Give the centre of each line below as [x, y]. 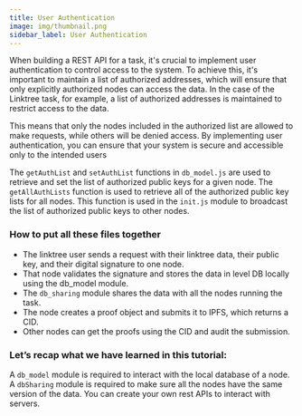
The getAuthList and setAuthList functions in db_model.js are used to [140, 172]
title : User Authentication [62, 18]
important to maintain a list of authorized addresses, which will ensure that [148, 80]
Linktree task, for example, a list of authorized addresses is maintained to [146, 99]
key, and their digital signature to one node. [103, 264]
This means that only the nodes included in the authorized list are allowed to [151, 126]
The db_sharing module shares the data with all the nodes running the [152, 293]
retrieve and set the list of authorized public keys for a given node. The [141, 182]
